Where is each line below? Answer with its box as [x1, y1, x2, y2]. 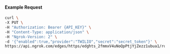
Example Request [5, 4, 43, 10]
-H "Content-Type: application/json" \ [5, 30, 89, 35]
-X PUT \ [5, 20, 23, 25]
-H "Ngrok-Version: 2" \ [5, 34, 57, 39]
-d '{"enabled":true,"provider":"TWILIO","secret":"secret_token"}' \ [5, 39, 157, 44]
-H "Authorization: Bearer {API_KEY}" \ [5, 24, 92, 30]
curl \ [5, 15, 19, 20]
